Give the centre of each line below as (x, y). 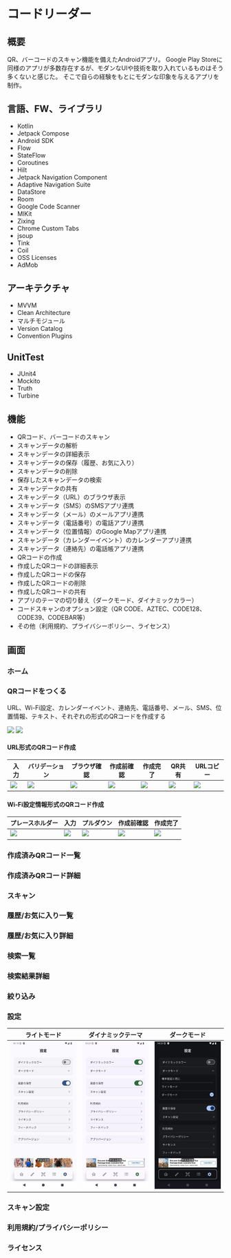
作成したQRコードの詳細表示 (57, 566)
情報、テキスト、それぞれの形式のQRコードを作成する (89, 716)
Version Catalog (40, 328)
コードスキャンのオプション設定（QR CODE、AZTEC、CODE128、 (111, 609)
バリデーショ (46, 766)
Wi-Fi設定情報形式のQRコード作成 (56, 804)
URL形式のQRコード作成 (42, 748)
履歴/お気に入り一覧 (40, 915)
